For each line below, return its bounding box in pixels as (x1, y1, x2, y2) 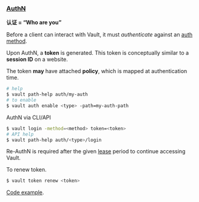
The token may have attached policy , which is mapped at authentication (6, 68, 187, 75)
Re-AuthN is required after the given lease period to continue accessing (6, 148, 186, 155)
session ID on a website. (6, 56, 69, 63)
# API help (6, 131, 34, 138)
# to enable (6, 97, 36, 103)
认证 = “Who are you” (6, 19, 62, 26)
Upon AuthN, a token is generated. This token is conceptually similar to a (6, 49, 189, 57)
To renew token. (6, 166, 47, 173)
